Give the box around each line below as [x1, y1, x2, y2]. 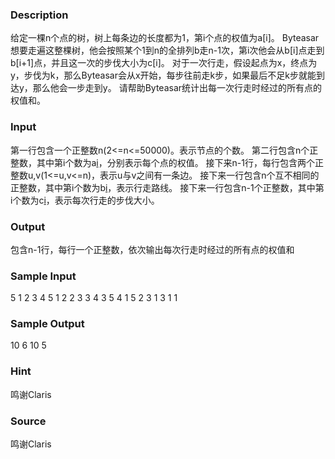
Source [10, 414, 47, 428]
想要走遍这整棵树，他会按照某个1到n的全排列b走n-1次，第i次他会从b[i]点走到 [10, 44, 325, 57]
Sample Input [10, 269, 77, 283]
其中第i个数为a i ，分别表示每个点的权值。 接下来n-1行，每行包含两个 [36, 156, 315, 168]
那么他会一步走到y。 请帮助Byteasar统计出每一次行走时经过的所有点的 [32, 82, 323, 94]
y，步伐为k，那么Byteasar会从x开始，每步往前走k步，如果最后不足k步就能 [10, 69, 317, 82]
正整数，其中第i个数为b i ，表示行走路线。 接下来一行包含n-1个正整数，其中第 [10, 181, 325, 193]
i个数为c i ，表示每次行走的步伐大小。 [10, 194, 160, 206]
